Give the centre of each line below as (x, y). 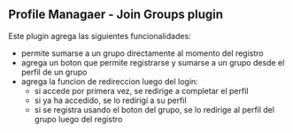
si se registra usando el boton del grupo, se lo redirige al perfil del (154, 109)
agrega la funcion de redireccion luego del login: (109, 81)
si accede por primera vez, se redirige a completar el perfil (141, 90)
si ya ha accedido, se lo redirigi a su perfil (110, 100)
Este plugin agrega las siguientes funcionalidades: (100, 35)
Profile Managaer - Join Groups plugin (116, 15)
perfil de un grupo (54, 72)
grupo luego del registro (78, 119)
